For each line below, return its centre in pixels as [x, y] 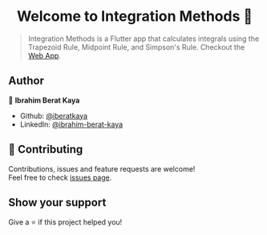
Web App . [44, 55]
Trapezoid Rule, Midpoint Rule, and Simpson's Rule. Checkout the [136, 47]
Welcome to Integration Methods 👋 [135, 16]
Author [26, 81]
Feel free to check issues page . [60, 177]
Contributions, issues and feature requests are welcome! [102, 168]
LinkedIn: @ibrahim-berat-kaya [71, 124]
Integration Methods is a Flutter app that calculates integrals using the [144, 38]
